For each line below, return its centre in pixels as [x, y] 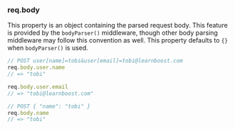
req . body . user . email [38, 86]
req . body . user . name [36, 68]
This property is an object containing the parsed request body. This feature [117, 26]
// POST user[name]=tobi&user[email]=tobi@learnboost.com [95, 61]
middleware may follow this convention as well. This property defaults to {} [117, 40]
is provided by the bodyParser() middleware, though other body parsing [113, 33]
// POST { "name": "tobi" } [49, 106]
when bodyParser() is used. [48, 48]
